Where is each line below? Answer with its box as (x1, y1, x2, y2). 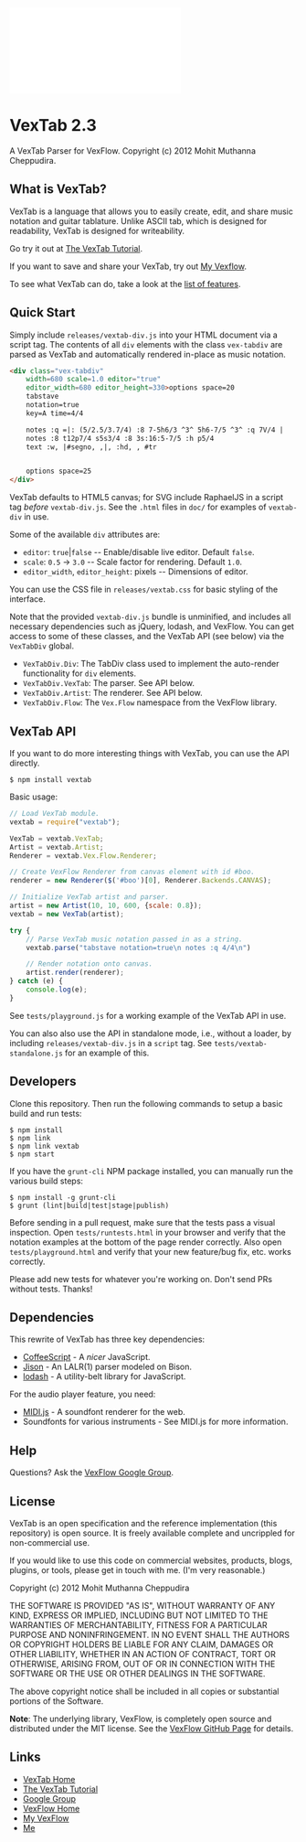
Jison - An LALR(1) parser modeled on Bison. (22, 1361, 193, 1373)
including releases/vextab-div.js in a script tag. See (9, 1037, 213, 1048)
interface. (9, 594, 46, 605)
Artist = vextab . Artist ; (9, 842, 104, 851)
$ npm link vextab (9, 1141, 79, 1151)
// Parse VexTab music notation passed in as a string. (26, 935, 244, 944)
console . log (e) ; (26, 985, 89, 994)
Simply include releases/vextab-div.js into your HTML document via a (9, 329, 279, 340)
